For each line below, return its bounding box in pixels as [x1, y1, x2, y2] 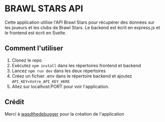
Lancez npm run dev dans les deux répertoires [11, 68, 106, 74]
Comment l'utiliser [4, 44, 63, 52]
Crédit [4, 98, 24, 106]
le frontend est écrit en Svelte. [4, 30, 66, 36]
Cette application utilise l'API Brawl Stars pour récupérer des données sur [4, 19, 155, 25]
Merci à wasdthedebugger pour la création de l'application [4, 111, 124, 117]
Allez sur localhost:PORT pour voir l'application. [11, 83, 110, 89]
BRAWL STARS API [4, 3, 83, 14]
